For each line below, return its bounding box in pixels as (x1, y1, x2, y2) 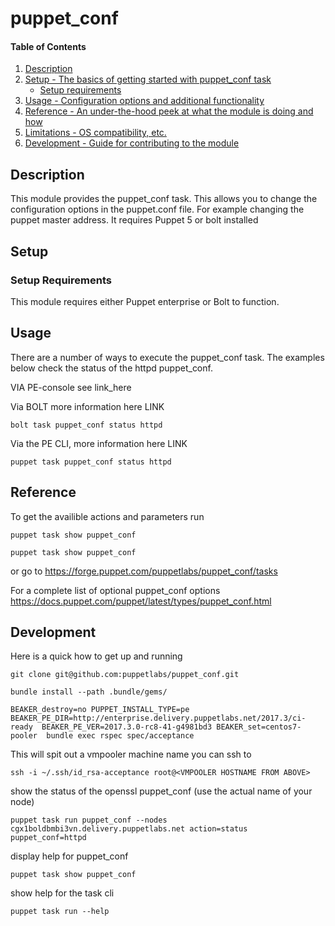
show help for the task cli (10, 887, 115, 899)
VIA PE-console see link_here (10, 381, 132, 393)
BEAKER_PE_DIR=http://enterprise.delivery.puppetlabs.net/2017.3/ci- (10, 713, 307, 724)
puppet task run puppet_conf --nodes (10, 815, 168, 826)
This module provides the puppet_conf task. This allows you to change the (10, 193, 318, 205)
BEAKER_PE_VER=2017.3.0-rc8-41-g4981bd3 (41, 722, 213, 732)
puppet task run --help (10, 907, 110, 917)
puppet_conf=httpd (10, 833, 87, 843)
